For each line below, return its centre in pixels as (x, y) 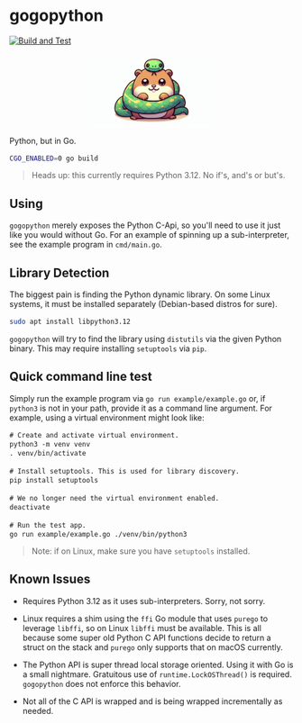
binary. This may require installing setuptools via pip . (108, 348)
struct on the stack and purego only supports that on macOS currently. (153, 647)
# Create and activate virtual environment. (94, 435)
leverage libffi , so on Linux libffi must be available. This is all (142, 628)
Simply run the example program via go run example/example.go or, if (137, 398)
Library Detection (59, 272)
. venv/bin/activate (48, 453)
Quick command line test (81, 377)
